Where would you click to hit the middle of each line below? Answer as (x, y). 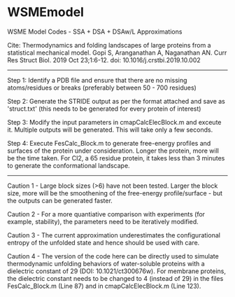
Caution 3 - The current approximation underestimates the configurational (114, 235)
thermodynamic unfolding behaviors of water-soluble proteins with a (106, 263)
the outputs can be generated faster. (60, 200)
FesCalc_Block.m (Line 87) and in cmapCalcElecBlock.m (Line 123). (104, 286)
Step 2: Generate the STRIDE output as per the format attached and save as (116, 101)
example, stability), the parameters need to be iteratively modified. (103, 221)
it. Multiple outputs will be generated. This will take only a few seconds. (110, 130)
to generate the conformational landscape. (69, 165)
